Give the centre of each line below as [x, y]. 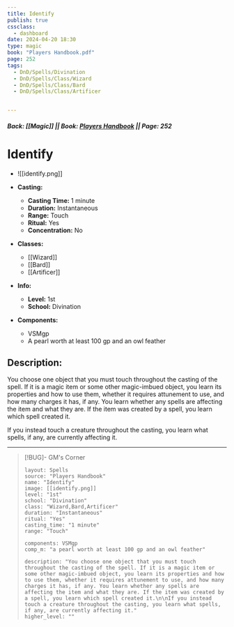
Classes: [30, 243]
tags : [15, 66]
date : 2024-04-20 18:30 [42, 40]
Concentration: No [55, 230]
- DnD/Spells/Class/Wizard [53, 78]
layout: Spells [46, 470]
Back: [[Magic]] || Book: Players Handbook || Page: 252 [89, 126]
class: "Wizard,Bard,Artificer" [71, 507]
